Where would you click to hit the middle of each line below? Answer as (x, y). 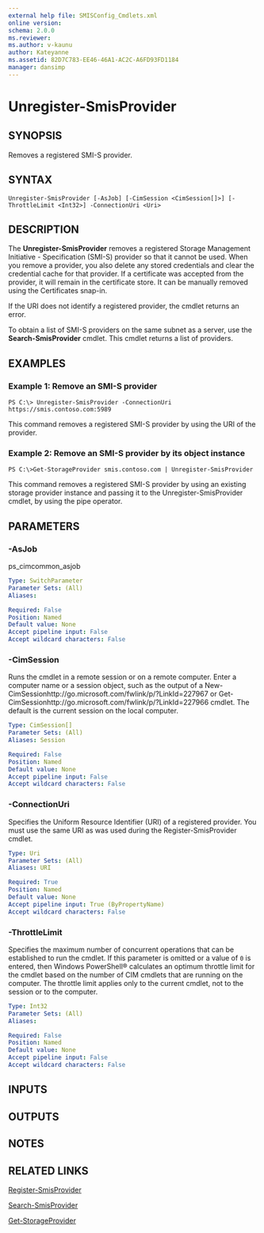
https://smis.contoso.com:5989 (60, 410)
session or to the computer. (53, 991)
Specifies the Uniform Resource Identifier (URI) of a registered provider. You (132, 821)
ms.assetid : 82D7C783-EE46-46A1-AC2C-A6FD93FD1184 (94, 60)
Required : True (33, 883)
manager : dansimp (37, 68)
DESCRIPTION (44, 229)
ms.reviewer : (30, 38)
